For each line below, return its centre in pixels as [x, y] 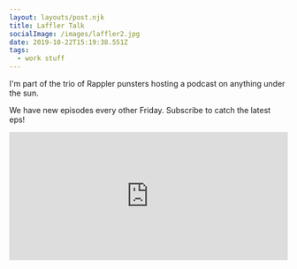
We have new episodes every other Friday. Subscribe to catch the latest [140, 110]
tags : [19, 50]
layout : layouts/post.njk [57, 17]
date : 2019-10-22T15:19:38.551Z [69, 42]
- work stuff [41, 58]
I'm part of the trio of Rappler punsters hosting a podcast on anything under [147, 84]
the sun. [24, 93]
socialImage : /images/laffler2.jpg [75, 34]
